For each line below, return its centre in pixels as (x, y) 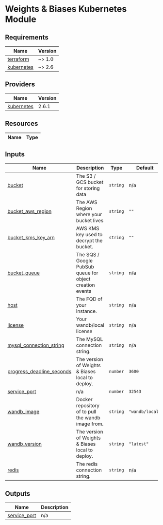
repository (88, 406)
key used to (89, 235)
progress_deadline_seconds (40, 372)
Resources (22, 123)
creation (85, 285)
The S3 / (86, 176)
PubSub (85, 267)
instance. (86, 311)
